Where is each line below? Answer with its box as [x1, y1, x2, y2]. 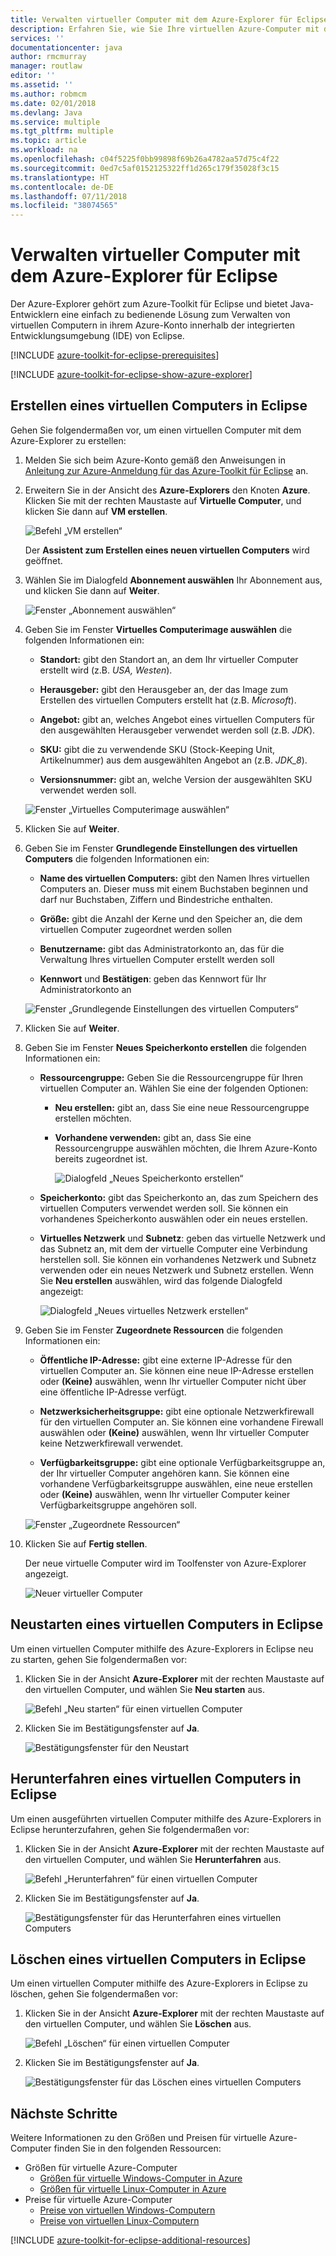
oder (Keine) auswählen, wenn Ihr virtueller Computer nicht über [39, 1375, 307, 1387]
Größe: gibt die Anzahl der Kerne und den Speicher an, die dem [39, 912, 303, 925]
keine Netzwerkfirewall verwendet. [39, 1437, 184, 1449]
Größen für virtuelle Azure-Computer [24, 2162, 178, 2174]
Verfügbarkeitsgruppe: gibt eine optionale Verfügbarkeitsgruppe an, [39, 1456, 326, 1468]
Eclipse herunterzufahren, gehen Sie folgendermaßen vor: [10, 1823, 250, 1835]
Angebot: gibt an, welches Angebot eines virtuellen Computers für [39, 713, 315, 725]
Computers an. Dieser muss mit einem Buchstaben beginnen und [39, 882, 308, 895]
